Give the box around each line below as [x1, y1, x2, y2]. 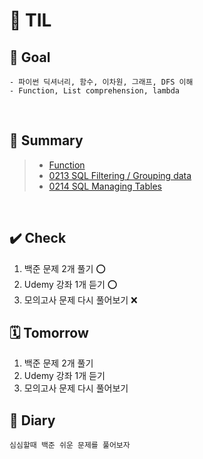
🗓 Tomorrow [9, 325, 89, 342]
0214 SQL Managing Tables [48, 180, 162, 192]
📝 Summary [9, 132, 84, 149]
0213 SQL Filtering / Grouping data [48, 169, 192, 181]
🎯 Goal [9, 49, 51, 66]
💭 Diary [9, 412, 56, 429]
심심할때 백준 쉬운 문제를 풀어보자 [9, 440, 131, 451]
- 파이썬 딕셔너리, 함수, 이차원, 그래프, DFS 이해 [9, 77, 194, 87]
